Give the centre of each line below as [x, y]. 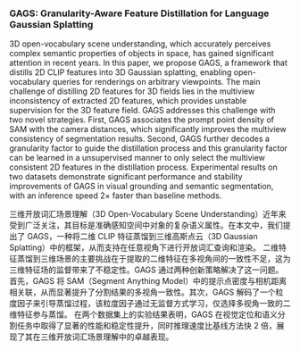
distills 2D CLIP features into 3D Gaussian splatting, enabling [121, 72]
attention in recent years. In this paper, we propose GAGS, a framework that [149, 63]
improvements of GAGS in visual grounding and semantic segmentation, [142, 187]
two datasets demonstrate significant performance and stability [126, 177]
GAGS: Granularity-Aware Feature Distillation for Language [139, 13]
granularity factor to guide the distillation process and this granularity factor [149, 148]
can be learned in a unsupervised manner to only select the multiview [137, 158]
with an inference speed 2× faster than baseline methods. [116, 196]
